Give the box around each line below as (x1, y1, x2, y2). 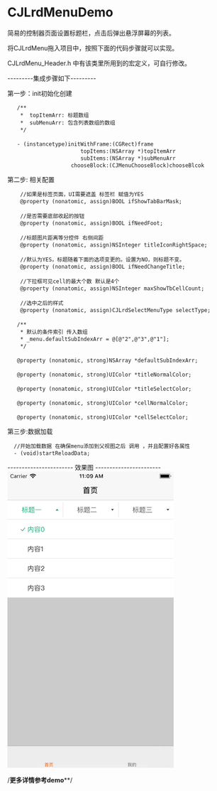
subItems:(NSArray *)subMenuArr (80, 154, 176, 162)
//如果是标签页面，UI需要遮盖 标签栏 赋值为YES (20, 190, 144, 198)
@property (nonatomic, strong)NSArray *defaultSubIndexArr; (16, 357, 199, 364)
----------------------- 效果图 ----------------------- (7, 463, 162, 471)
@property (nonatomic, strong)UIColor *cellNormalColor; (16, 399, 189, 407)
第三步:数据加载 (7, 427, 53, 436)
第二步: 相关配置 (7, 175, 55, 183)
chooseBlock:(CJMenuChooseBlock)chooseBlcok (70, 161, 204, 169)
